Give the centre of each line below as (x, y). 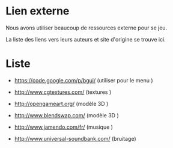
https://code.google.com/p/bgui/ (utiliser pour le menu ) (84, 80)
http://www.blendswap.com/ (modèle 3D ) (67, 115)
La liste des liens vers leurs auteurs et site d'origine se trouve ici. (86, 39)
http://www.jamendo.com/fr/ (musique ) (64, 127)
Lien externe (38, 11)
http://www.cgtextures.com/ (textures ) (63, 92)
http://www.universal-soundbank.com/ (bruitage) (75, 138)
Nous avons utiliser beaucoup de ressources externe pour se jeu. (86, 28)
